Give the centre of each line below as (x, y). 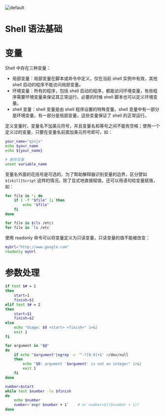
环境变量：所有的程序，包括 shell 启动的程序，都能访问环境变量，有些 (83, 91)
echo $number (27, 400)
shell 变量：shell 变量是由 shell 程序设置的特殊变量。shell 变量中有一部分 (86, 109)
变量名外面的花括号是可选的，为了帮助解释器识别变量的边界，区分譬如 (76, 174)
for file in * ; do (24, 196)
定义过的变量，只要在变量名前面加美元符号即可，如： (59, 132)
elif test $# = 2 (23, 305)
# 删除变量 (15, 159)
